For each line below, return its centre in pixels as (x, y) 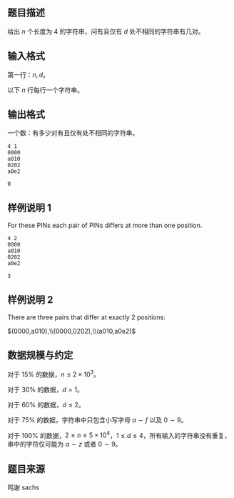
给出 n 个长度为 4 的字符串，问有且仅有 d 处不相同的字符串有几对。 (106, 31)
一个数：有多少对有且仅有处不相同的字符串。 (73, 133)
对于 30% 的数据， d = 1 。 (46, 389)
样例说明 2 (30, 300)
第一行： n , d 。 (29, 74)
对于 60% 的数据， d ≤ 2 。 (46, 404)
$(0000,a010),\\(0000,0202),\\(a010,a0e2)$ (72, 332)
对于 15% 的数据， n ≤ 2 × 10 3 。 (54, 374)
